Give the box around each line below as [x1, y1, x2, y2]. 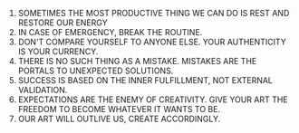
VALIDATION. [17, 85, 68, 95]
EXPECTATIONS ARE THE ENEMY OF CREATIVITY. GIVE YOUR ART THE [17, 94, 288, 105]
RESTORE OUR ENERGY [17, 17, 108, 28]
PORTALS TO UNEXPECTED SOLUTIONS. [17, 65, 174, 76]
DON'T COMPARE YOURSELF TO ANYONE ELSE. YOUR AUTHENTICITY [17, 36, 287, 47]
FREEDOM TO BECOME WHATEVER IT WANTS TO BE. [17, 104, 220, 114]
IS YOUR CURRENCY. [17, 46, 99, 57]
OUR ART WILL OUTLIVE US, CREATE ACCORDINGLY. [17, 113, 221, 124]
